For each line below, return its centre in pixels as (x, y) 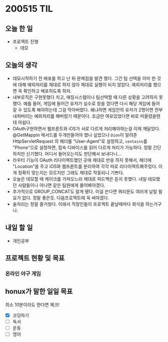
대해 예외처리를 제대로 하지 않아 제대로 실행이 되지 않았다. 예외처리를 (85, 84)
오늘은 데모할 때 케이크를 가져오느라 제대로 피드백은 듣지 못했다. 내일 (79, 179)
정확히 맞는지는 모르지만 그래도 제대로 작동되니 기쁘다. (71, 173)
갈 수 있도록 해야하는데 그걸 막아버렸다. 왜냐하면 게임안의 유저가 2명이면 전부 (88, 110)
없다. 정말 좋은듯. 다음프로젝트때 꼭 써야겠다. (66, 198)
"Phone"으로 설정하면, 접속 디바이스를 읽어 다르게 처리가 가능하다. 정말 (82, 147)
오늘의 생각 (21, 65)
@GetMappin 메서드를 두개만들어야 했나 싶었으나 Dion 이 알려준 (75, 135)
